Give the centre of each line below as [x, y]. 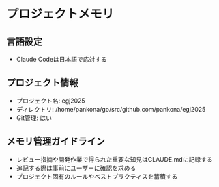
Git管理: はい [34, 118]
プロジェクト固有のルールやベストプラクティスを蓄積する [97, 176]
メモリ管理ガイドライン [56, 141]
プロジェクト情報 [42, 83]
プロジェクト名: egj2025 [51, 101]
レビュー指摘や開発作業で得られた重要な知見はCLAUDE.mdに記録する [114, 159]
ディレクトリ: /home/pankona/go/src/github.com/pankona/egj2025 [111, 109]
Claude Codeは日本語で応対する [61, 59]
